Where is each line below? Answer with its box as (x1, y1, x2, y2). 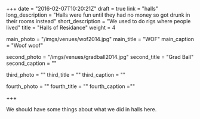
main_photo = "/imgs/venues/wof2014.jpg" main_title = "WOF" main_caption (6, 36, 195, 42)
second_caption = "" (6, 59, 57, 67)
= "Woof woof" (6, 42, 44, 49)
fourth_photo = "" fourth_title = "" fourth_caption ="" (6, 83, 136, 90)
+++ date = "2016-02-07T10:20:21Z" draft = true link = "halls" (6, 5, 158, 12)
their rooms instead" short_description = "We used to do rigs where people (6, 18, 191, 24)
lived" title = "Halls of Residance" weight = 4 (6, 24, 116, 31)
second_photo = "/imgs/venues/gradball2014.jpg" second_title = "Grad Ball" (6, 54, 194, 60)
